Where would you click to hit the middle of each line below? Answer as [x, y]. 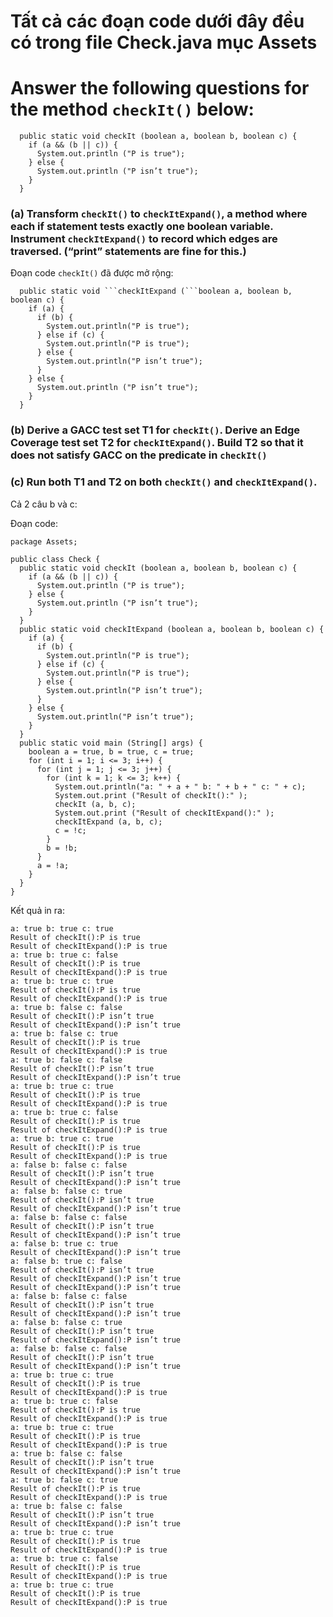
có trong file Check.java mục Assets [164, 42]
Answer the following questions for [160, 88]
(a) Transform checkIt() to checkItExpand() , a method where [159, 214]
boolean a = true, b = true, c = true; [111, 751]
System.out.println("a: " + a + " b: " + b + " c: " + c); [180, 786]
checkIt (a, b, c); [95, 804]
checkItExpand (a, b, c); [108, 821]
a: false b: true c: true [64, 1243]
